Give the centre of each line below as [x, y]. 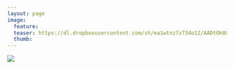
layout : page [26, 13]
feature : [26, 26]
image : [17, 20]
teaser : [25, 33]
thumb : [23, 39]
